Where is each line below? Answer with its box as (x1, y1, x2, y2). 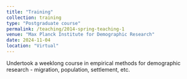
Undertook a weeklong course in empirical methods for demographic (6, 59, 181, 67)
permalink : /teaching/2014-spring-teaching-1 (6, 26, 124, 32)
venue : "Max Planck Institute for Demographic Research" (6, 32, 155, 38)
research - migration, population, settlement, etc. (6, 66, 131, 73)
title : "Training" (6, 9, 53, 15)
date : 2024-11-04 (6, 37, 51, 43)
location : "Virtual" (6, 43, 59, 49)
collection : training (6, 15, 62, 21)
